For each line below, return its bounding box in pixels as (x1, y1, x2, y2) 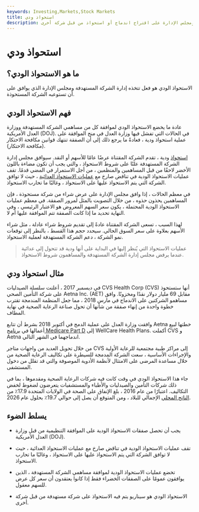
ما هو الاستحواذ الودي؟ (6, 69, 79, 79)
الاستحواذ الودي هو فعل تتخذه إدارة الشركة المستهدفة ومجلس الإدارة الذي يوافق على (6, 84, 193, 92)
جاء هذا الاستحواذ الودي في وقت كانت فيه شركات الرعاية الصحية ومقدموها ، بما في (6, 375, 188, 382)
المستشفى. (6, 363, 32, 371)
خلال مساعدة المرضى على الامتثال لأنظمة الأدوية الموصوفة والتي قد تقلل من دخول (6, 358, 188, 364)
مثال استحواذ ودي (6, 268, 64, 278)
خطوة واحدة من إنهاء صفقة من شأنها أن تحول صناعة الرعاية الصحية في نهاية (6, 303, 174, 310)
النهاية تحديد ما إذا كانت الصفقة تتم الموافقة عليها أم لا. (6, 210, 126, 217)
